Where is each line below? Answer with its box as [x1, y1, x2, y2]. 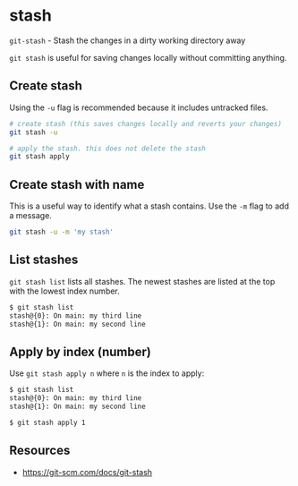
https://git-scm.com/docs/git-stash [21, 466, 153, 477]
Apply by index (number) [9, 344, 152, 359]
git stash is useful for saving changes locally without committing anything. [9, 52, 287, 63]
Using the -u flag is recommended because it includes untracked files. [9, 102, 268, 113]
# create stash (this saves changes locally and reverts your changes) [9, 119, 282, 128]
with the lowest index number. [9, 286, 121, 296]
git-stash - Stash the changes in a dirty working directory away [9, 35, 246, 46]
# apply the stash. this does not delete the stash [9, 144, 206, 153]
